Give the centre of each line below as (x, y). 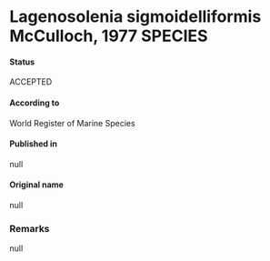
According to (35, 103)
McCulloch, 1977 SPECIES (109, 36)
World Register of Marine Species (72, 123)
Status (22, 62)
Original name (36, 185)
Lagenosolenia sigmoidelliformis (135, 17)
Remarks (30, 228)
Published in (33, 144)
